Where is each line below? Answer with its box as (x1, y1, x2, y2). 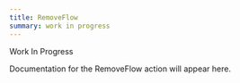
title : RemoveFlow (9, 12, 78, 22)
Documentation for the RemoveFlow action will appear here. (9, 63, 232, 74)
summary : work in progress (9, 21, 111, 30)
